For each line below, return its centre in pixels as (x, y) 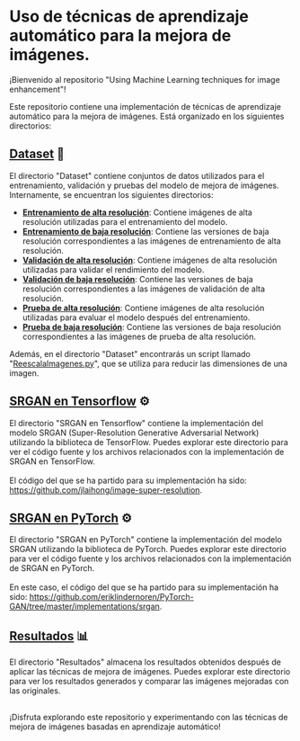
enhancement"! (38, 89)
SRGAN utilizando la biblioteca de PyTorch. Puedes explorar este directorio (148, 549)
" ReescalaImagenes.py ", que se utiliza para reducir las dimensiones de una (148, 363)
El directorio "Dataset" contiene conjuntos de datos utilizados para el (137, 175)
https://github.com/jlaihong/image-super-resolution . (106, 490)
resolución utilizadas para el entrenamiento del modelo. (125, 221)
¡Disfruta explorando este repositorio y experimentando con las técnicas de (149, 717)
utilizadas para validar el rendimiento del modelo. (113, 269)
